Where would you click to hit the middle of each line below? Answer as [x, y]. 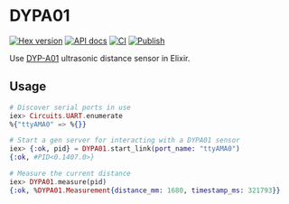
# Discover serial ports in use [70, 107]
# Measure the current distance [70, 173]
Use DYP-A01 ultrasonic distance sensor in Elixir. [100, 58]
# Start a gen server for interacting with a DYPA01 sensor [125, 141]
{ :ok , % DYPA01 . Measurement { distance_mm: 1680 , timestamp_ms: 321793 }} [145, 190]
